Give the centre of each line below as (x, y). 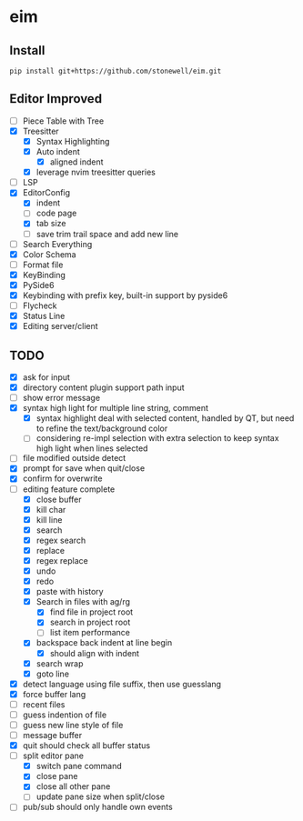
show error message (61, 398)
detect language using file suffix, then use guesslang (121, 684)
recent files (44, 704)
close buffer (59, 499)
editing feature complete (69, 489)
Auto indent (58, 151)
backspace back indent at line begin (104, 643)
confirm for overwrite (62, 478)
